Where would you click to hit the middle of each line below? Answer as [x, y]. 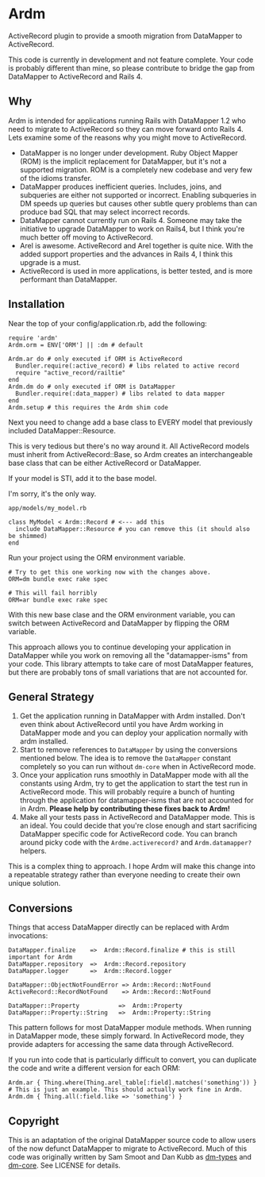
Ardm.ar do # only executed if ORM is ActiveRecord [95, 359]
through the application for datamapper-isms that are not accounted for [136, 800]
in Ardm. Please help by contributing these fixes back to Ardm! [125, 809]
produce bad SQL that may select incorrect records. [105, 212]
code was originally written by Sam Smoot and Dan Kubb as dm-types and [130, 1157]
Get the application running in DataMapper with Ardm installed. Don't [132, 716]
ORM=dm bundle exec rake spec [58, 579]
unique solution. [35, 883]
